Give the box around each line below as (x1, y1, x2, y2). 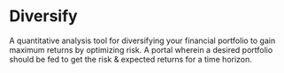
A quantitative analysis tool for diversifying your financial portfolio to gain (9, 35, 276, 46)
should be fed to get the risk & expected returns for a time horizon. (9, 54, 252, 64)
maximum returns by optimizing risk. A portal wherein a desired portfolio (9, 44, 273, 55)
